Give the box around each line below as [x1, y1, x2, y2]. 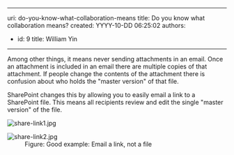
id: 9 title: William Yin [17, 35, 78, 43]
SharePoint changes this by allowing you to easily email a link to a [7, 91, 196, 98]
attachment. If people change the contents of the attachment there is [7, 70, 205, 77]
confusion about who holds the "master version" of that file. [7, 77, 179, 85]
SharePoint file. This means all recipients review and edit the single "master [7, 98, 224, 106]
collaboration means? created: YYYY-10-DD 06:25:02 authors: [7, 22, 186, 29]
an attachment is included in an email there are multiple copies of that [7, 62, 208, 71]
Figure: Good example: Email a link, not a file [24, 140, 153, 148]
